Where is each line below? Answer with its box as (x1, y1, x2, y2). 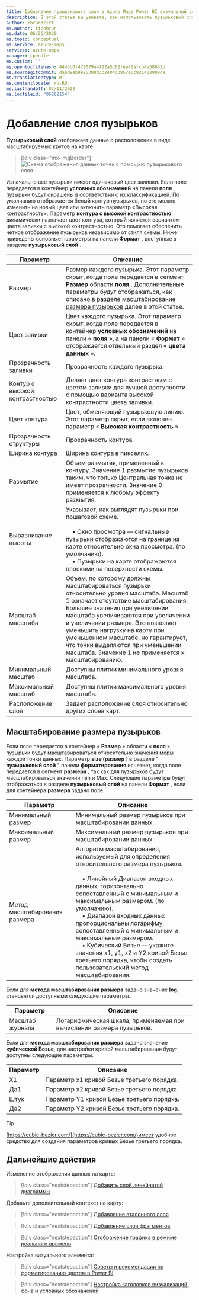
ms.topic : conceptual (6, 36, 60, 42)
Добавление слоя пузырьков (6, 117, 158, 130)
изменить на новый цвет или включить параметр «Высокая (6, 203, 158, 210)
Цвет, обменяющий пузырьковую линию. (66, 407, 185, 415)
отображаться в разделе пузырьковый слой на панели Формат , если (6, 780, 186, 787)
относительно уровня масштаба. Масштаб (66, 589, 189, 597)
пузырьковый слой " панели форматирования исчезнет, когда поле (6, 761, 182, 769)
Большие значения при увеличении (66, 604, 169, 612)
